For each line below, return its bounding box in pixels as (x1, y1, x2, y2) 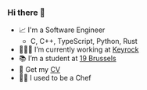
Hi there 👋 (7, 7, 46, 18)
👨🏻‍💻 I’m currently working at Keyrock (18, 45, 139, 54)
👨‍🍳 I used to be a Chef (18, 74, 91, 83)
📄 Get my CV (18, 65, 60, 74)
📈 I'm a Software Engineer (18, 25, 106, 34)
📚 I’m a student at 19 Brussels (18, 54, 117, 63)
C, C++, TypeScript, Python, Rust (30, 37, 138, 46)
